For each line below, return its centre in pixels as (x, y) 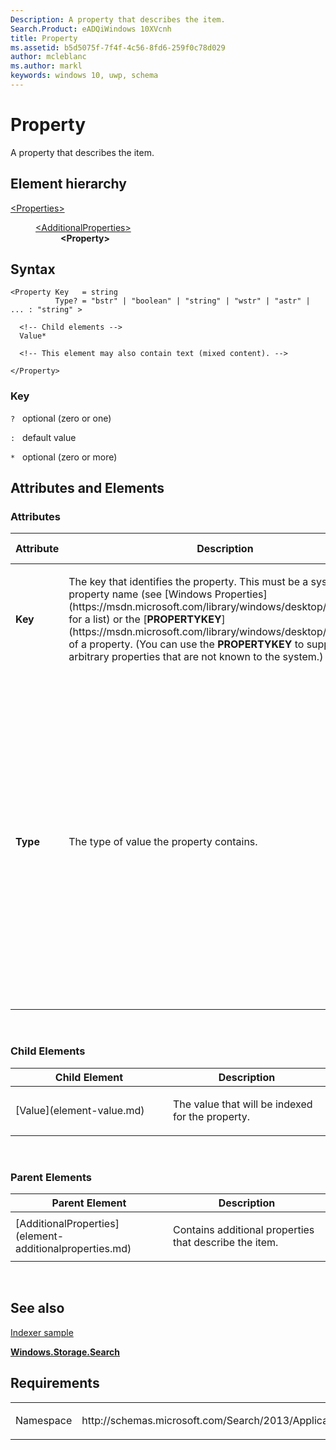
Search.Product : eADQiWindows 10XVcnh (91, 29)
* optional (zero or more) (64, 457)
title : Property (44, 38)
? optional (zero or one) (61, 418)
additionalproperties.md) (73, 1249)
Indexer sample (42, 1332)
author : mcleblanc (48, 57)
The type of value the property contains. (163, 842)
